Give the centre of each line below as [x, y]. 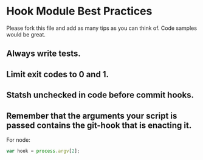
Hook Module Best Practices [79, 11]
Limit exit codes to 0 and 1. [58, 74]
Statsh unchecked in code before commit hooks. [100, 95]
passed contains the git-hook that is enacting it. [99, 125]
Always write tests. [43, 54]
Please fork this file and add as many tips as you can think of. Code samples [102, 28]
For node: [18, 140]
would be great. [26, 34]
